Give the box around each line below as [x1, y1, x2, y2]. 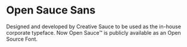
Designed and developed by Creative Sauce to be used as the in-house [6, 23, 182, 30]
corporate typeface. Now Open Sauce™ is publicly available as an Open [6, 29, 182, 36]
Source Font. [6, 35, 38, 42]
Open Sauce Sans [6, 4, 96, 17]
